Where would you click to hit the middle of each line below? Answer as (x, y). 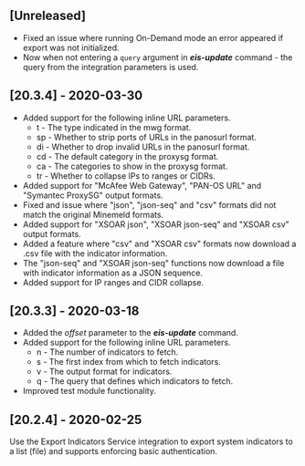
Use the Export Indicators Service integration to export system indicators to (152, 441)
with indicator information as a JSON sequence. (113, 273)
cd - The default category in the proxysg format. (127, 156)
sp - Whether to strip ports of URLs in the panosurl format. (147, 137)
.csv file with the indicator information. (95, 253)
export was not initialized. (71, 47)
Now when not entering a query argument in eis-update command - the (158, 57)
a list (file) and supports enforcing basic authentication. (113, 451)
